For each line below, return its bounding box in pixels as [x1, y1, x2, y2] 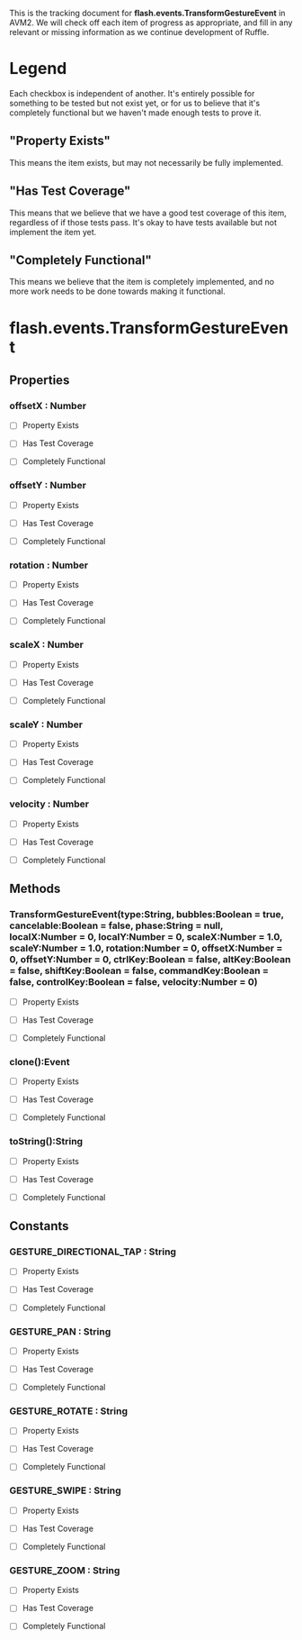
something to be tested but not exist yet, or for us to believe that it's [9, 97, 261, 108]
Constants [9, 1218, 69, 1234]
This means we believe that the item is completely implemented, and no [9, 277, 275, 287]
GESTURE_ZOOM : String [9, 1563, 120, 1576]
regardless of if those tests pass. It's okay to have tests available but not [9, 216, 277, 228]
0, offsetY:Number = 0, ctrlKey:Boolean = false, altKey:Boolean [9, 953, 291, 966]
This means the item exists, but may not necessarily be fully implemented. [9, 157, 284, 168]
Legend [9, 59, 67, 79]
